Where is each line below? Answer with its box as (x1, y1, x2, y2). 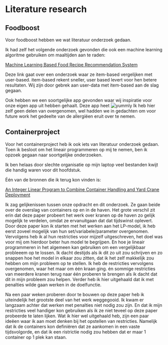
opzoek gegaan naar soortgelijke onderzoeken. (5, 152, 103, 158)
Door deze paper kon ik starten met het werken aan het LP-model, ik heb (5, 223, 155, 229)
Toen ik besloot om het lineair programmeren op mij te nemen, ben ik (5, 146, 148, 152)
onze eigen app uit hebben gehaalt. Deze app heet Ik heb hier (5, 103, 155, 109)
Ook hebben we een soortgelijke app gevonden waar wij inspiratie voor (5, 97, 152, 103)
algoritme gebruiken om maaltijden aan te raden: (5, 52, 106, 58)
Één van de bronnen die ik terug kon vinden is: (5, 177, 101, 183)
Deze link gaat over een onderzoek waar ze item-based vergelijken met (5, 71, 152, 77)
